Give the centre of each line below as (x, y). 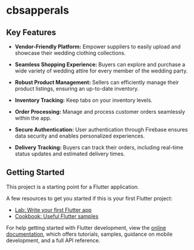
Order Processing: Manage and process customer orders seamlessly (100, 112)
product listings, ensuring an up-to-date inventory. (76, 89)
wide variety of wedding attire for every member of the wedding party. (101, 71)
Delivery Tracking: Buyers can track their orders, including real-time (99, 147)
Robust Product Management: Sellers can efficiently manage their (97, 82)
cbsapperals (38, 10)
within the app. (33, 118)
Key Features (31, 32)
